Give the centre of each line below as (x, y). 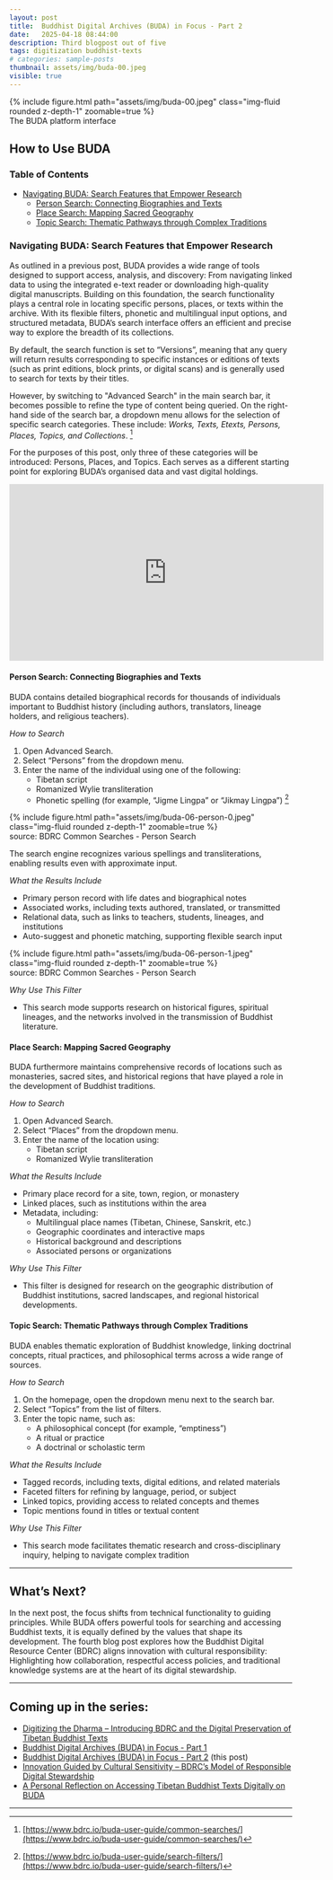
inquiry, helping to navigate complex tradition (106, 1555)
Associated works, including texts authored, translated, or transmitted (151, 908)
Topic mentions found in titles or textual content (110, 1510)
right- (278, 405)
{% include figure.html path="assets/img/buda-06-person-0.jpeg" (132, 817)
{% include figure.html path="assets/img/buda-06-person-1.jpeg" (131, 953)
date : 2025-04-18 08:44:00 (64, 34)
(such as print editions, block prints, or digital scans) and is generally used (147, 368)
